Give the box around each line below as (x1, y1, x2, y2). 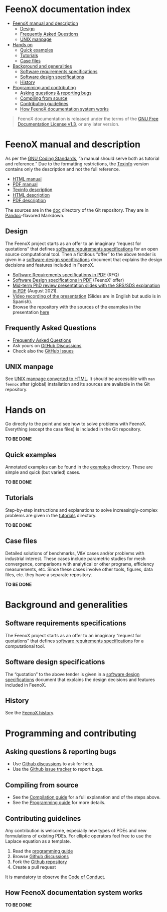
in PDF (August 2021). (12, 287, 58, 293)
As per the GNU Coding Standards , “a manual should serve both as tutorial (5, 155, 159, 161)
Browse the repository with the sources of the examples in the (12, 303, 141, 310)
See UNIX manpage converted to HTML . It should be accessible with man (5, 376, 155, 382)
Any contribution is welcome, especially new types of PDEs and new (5, 827, 147, 833)
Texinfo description (12, 187, 53, 193)
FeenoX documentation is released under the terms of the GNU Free (17, 115, 159, 121)
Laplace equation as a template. (5, 838, 71, 844)
